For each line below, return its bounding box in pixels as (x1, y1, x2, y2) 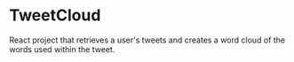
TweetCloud (9, 5, 101, 26)
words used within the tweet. (9, 43, 115, 54)
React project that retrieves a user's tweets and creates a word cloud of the (9, 35, 286, 45)
